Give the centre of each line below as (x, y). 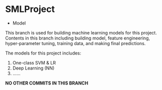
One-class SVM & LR (34, 62)
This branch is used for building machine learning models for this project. (81, 32)
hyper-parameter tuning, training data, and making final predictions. (75, 43)
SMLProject (30, 9)
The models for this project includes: (43, 53)
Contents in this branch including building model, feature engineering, (77, 38)
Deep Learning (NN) (33, 68)
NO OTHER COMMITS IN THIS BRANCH (47, 83)
